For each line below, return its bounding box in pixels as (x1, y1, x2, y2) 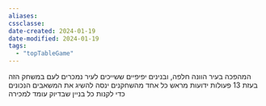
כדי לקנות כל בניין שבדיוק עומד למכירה (8, 89, 125, 98)
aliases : (8, 11, 38, 20)
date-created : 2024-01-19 (8, 27, 95, 35)
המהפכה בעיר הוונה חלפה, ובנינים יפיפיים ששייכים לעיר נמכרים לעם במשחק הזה (8, 72, 252, 81)
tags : (8, 42, 27, 50)
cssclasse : (8, 19, 45, 28)
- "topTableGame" (15, 49, 74, 57)
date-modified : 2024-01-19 (8, 34, 99, 43)
